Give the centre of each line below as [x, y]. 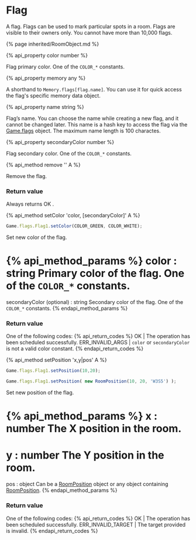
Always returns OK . [30, 204]
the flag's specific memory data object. [53, 95]
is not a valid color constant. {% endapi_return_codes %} [75, 348]
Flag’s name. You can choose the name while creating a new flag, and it [92, 118]
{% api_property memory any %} [46, 78]
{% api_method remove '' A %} [43, 165]
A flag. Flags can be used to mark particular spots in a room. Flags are [91, 26]
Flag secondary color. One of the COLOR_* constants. [69, 153]
